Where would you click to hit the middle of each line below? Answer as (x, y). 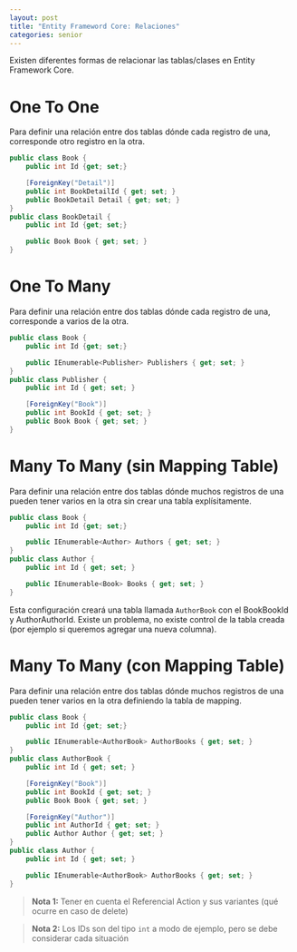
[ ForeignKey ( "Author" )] (71, 817)
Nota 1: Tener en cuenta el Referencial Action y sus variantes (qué (155, 901)
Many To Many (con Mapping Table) (147, 666)
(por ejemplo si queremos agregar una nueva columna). (113, 629)
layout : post (34, 18)
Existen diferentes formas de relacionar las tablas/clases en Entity (132, 61)
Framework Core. (42, 70)
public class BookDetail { (60, 217)
